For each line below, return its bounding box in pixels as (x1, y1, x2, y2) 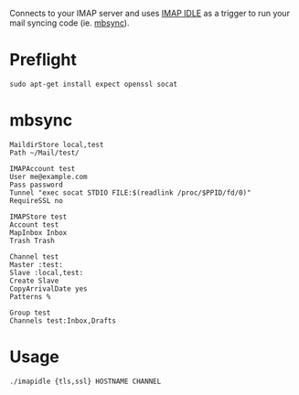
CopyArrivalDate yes (9, 283, 89, 294)
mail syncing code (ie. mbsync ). (9, 17, 130, 28)
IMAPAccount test (9, 164, 76, 173)
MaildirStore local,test (9, 140, 104, 149)
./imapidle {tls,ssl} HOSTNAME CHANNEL (9, 377, 162, 386)
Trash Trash (9, 236, 55, 245)
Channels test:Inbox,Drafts (9, 315, 117, 326)
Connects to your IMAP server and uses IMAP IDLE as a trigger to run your (9, 8, 291, 18)
